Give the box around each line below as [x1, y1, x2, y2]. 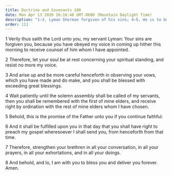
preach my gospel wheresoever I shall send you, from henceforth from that [5, 129, 164, 135]
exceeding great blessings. [5, 83, 62, 89]
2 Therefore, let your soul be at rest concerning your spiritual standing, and [5, 57, 164, 63]
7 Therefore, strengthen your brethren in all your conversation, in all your [5, 144, 159, 150]
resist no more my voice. [5, 62, 57, 68]
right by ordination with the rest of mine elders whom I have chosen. [5, 103, 149, 110]
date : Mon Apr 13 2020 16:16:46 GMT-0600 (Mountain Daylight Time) [5, 12, 153, 17]
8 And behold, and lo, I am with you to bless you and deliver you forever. [5, 160, 158, 166]
